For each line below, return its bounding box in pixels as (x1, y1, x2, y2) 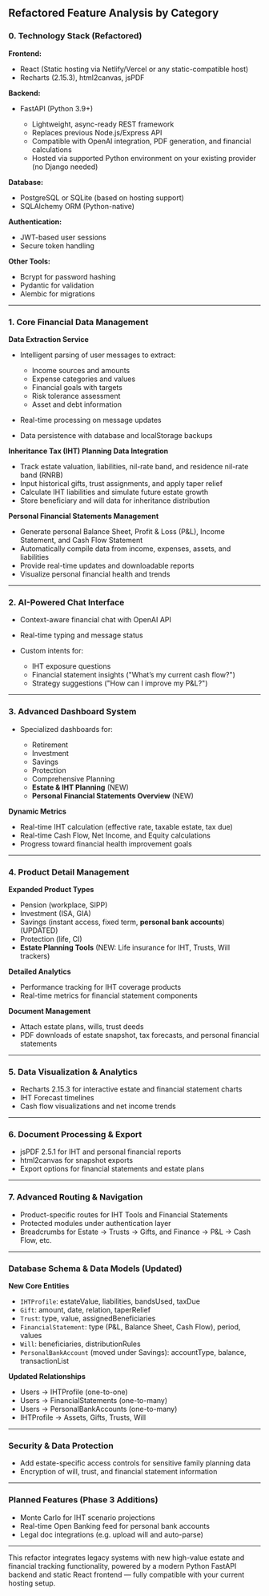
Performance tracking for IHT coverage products (19, 982, 182, 991)
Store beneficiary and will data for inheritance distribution (19, 496, 211, 505)
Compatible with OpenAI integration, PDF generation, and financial (31, 136, 251, 146)
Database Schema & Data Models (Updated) (8, 1263, 183, 1274)
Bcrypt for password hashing (19, 271, 116, 281)
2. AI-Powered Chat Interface (8, 597, 125, 608)
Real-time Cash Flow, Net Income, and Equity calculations (19, 830, 211, 840)
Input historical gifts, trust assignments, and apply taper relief (19, 478, 223, 488)
